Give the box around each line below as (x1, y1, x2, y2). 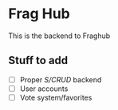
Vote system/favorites (19, 93, 92, 102)
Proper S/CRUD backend (19, 74, 102, 84)
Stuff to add (8, 54, 69, 67)
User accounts (19, 84, 69, 93)
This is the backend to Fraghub (8, 31, 111, 40)
